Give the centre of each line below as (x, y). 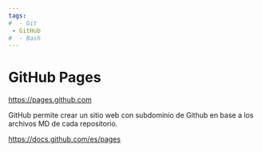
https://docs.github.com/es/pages (65, 139)
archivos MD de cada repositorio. (63, 124)
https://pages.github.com (50, 100)
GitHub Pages (55, 78)
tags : (17, 16)
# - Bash (25, 38)
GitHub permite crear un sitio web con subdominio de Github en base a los (131, 115)
